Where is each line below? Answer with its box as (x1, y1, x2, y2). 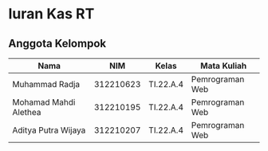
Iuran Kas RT (8, 5, 95, 23)
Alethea (12, 107, 41, 117)
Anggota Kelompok (8, 37, 106, 50)
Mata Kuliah (200, 61, 247, 71)
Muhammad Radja (12, 79, 81, 89)
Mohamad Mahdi (12, 97, 76, 108)
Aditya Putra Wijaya (12, 125, 86, 136)
